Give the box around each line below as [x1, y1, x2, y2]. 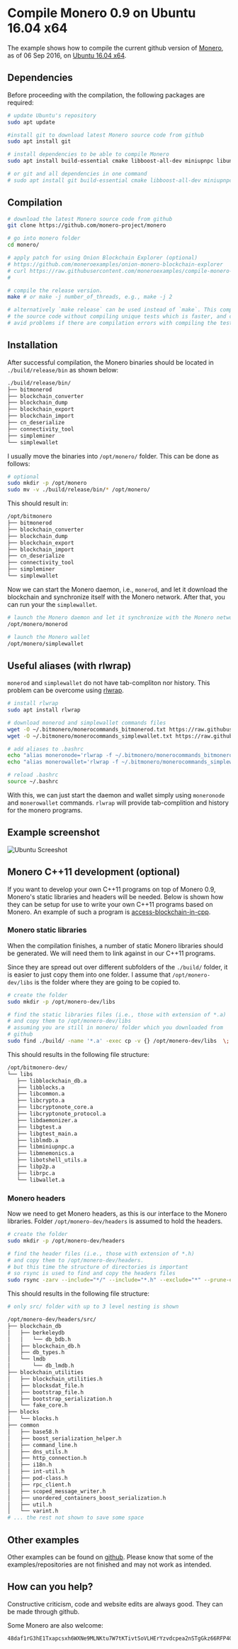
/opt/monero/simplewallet [7, 640, 84, 648]
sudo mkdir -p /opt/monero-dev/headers [7, 1237, 125, 1245]
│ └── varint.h [7, 1508, 59, 1515]
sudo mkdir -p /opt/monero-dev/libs [7, 998, 115, 1005]
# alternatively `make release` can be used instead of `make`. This [7, 306, 217, 313]
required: [7, 98, 34, 107]
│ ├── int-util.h [7, 1468, 65, 1476]
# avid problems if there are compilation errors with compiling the [7, 320, 217, 327]
